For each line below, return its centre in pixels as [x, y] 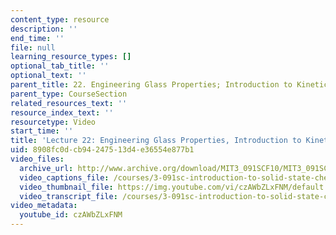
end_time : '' [37, 38]
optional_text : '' [48, 76]
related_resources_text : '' [69, 103]
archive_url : [46, 168]
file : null [33, 47]
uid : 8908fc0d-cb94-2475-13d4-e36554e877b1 [102, 150]
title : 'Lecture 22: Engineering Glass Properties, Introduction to [156, 141]
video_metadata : [44, 206]
